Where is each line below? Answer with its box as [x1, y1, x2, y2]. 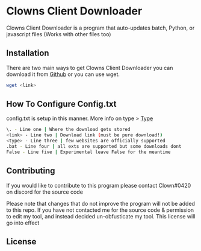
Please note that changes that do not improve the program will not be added [6, 200, 196, 207]
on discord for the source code [6, 188, 83, 195]
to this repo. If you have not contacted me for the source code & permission [6, 206, 194, 214]
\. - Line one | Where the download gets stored [6, 127, 131, 133]
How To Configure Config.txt [6, 99, 117, 109]
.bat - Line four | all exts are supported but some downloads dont [6, 144, 182, 150]
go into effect [6, 219, 40, 226]
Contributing [6, 166, 55, 176]
